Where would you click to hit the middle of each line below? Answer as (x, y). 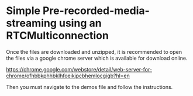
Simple (23, 11)
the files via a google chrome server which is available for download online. (97, 58)
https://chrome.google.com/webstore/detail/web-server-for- (79, 69)
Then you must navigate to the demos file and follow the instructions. (89, 87)
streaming (32, 23)
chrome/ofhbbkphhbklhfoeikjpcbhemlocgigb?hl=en (68, 76)
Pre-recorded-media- (96, 11)
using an (80, 23)
